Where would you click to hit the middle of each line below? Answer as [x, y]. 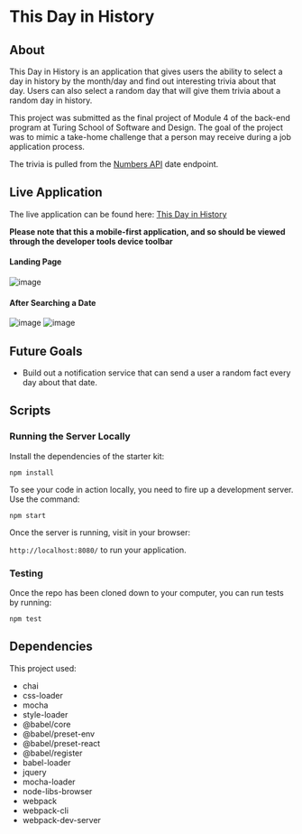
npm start [28, 515]
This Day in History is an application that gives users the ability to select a [146, 71]
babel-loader [46, 762]
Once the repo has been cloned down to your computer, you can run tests [146, 593]
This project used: [43, 668]
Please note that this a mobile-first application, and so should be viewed [147, 231]
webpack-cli [46, 811]
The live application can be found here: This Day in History [118, 214]
